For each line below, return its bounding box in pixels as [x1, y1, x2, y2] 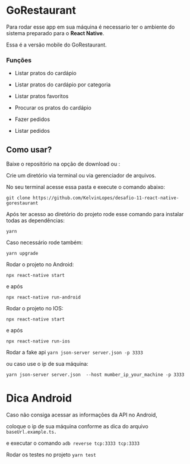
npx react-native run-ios [6, 338, 70, 344]
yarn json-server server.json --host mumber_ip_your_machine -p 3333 [6, 372, 185, 378]
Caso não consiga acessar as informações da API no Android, [6, 411, 157, 418]
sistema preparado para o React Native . [6, 29, 104, 36]
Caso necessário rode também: [6, 239, 83, 246]
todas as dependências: [6, 217, 65, 224]
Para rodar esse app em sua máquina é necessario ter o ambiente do [6, 23, 175, 30]
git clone [6, 195, 31, 201]
